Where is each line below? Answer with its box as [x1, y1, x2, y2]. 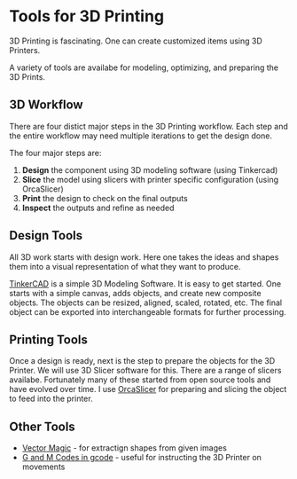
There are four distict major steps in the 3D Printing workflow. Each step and [9, 121, 288, 131]
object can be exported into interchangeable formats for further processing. [9, 306, 286, 317]
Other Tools [9, 419, 75, 434]
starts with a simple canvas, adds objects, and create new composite [9, 287, 262, 298]
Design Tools [9, 228, 83, 243]
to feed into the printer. [9, 393, 93, 404]
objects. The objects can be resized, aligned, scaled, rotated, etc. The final [9, 297, 282, 308]
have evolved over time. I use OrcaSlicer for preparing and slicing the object [9, 384, 287, 395]
